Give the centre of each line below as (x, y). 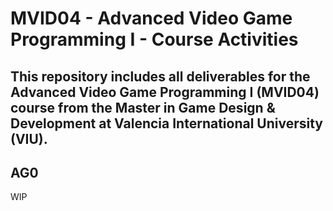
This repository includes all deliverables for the (160, 76)
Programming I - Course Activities (154, 39)
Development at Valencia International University (166, 123)
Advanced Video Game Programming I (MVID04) (165, 92)
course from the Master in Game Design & (143, 107)
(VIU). (29, 138)
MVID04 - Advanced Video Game (151, 18)
